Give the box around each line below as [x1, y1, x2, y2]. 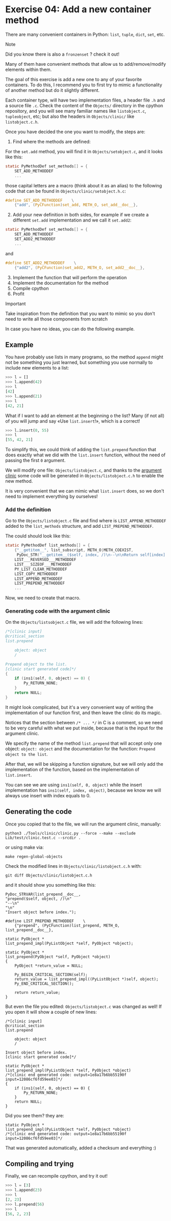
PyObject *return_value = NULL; [14, 963, 83, 968]
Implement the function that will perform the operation [12, 274, 127, 280]
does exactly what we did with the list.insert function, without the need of [5, 452, 166, 458]
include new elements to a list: [5, 365, 69, 371]
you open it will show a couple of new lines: [5, 1009, 97, 1015]
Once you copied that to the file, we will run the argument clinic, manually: [5, 821, 161, 827]
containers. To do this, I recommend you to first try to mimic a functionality [5, 82, 162, 88]
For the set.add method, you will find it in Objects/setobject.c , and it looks [5, 148, 163, 154]
